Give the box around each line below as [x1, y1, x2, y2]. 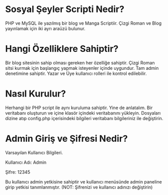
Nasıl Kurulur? [5, 88, 66, 100]
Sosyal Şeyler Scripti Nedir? [5, 4, 125, 15]
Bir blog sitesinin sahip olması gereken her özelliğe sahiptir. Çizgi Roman [5, 59, 155, 66]
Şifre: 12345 [5, 169, 30, 175]
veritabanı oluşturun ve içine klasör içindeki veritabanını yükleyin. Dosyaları [5, 110, 161, 116]
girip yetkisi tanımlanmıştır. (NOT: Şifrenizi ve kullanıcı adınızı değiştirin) [5, 184, 153, 190]
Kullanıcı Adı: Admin [5, 159, 47, 165]
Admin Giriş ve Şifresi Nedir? [5, 133, 128, 144]
